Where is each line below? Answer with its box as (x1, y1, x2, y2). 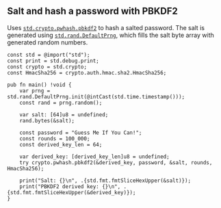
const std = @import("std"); (7, 51, 90, 58)
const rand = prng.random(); (19, 99, 103, 106)
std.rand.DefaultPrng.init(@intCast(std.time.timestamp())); (7, 93, 185, 100)
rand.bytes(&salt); (19, 117, 75, 124)
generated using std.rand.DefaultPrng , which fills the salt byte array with (7, 31, 214, 39)
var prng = (19, 87, 51, 94)
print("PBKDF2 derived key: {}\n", (19, 183, 121, 190)
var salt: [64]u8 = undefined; (19, 111, 109, 118)
